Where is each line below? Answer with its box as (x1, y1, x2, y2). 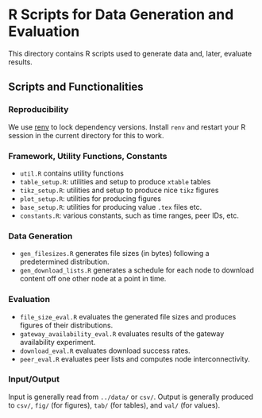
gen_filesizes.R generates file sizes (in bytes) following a (19, 249, 210, 258)
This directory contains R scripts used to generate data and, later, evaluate (8, 48, 252, 58)
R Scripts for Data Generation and (8, 6, 234, 24)
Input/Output (8, 373, 60, 385)
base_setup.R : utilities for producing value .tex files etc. (19, 202, 202, 211)
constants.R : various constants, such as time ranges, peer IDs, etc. (19, 211, 240, 220)
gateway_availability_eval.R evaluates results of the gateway (19, 328, 225, 339)
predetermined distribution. (19, 257, 110, 267)
